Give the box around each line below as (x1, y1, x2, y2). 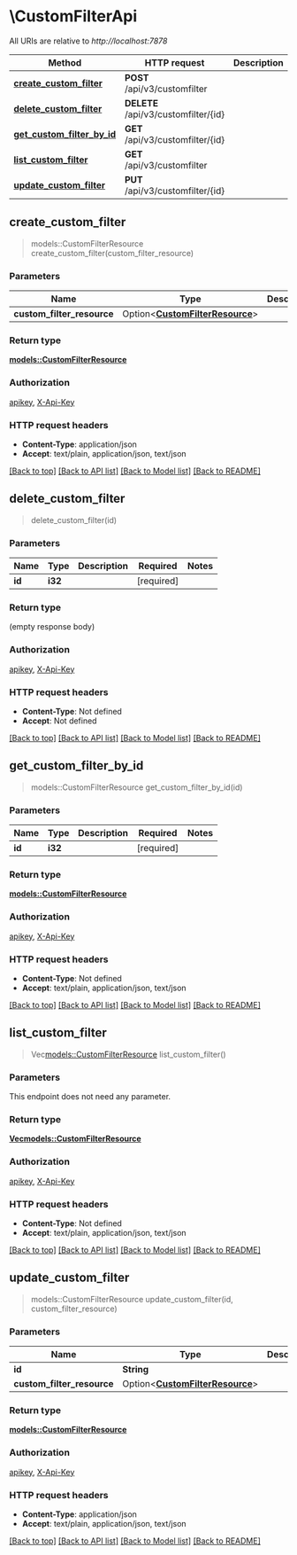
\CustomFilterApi (9, 6, 138, 27)
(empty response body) (9, 621, 95, 632)
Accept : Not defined (21, 715, 97, 726)
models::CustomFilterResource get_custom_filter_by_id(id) (30, 782, 243, 793)
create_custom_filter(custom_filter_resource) (30, 247, 194, 258)
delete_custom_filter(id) (30, 514, 118, 525)
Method (48, 56, 82, 68)
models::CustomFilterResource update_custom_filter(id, (30, 1293, 234, 1304)
